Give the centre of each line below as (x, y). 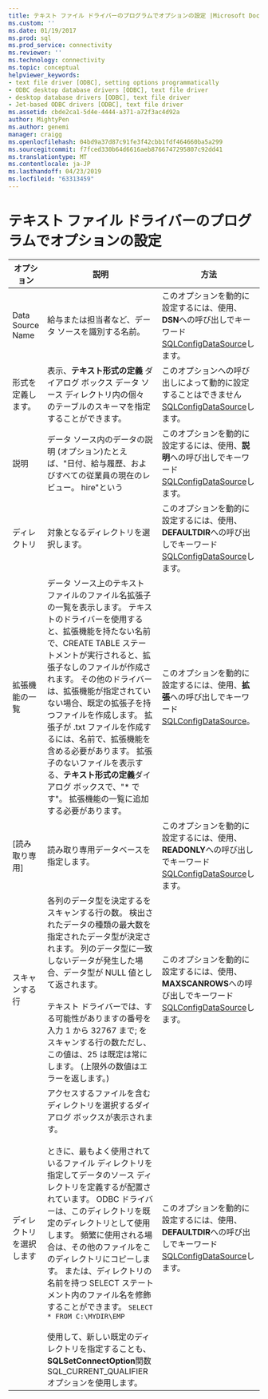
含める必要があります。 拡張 (100, 751)
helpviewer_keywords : (44, 75)
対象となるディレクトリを (95, 532)
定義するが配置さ (119, 1187)
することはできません (201, 394)
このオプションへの (197, 371)
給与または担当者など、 (91, 319)
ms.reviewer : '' (35, 53)
